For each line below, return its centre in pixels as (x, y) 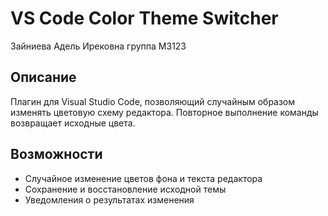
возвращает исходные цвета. (73, 123)
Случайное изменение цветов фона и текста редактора (143, 178)
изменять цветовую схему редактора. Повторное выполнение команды (164, 112)
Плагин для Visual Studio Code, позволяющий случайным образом (153, 101)
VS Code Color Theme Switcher (144, 18)
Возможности (56, 154)
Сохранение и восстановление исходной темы (125, 189)
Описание (43, 77)
